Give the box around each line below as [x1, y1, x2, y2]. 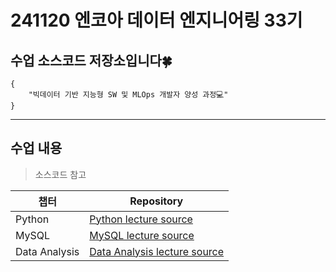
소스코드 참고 [34, 168, 87, 180]
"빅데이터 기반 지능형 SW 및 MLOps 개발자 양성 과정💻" [28, 90, 229, 100]
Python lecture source [89, 212, 193, 226]
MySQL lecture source [89, 228, 195, 242]
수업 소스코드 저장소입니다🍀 [10, 52, 173, 69]
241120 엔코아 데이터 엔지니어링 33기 [10, 9, 303, 32]
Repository [129, 194, 184, 208]
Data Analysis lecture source [89, 244, 225, 258]
